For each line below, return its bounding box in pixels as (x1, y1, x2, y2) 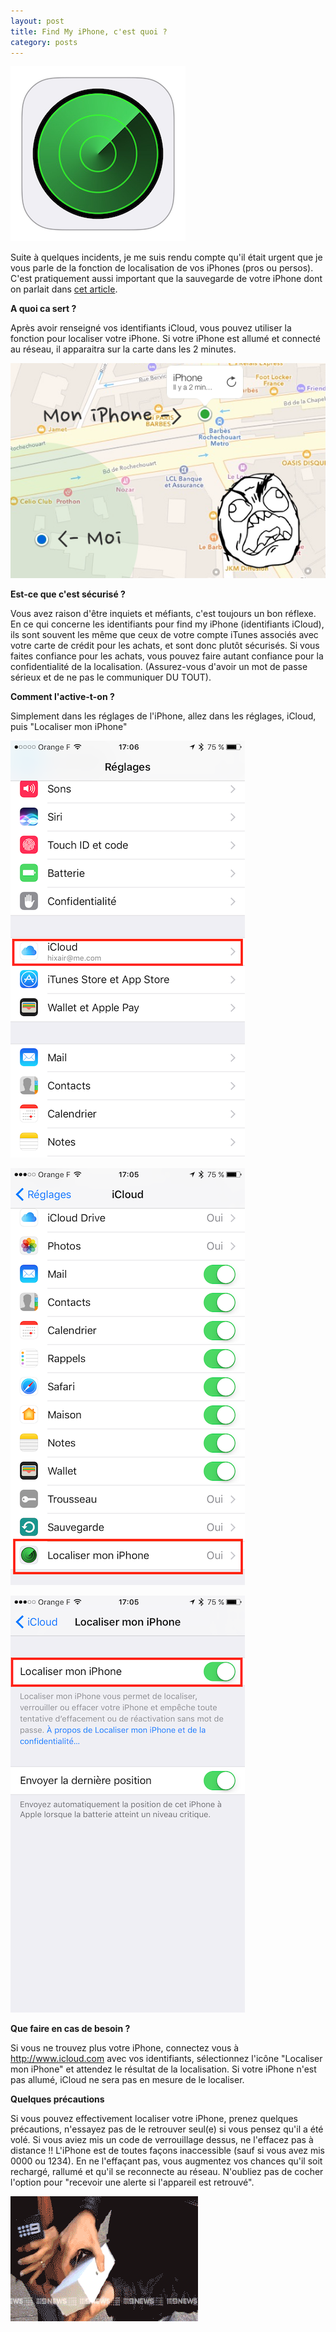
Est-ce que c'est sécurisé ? (10, 588, 126, 600)
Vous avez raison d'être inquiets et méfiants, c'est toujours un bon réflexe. (10, 607, 317, 619)
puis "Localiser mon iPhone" (10, 720, 128, 732)
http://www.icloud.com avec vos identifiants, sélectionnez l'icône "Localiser (10, 2052, 323, 2064)
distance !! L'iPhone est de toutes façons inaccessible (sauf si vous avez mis (10, 2144, 325, 2156)
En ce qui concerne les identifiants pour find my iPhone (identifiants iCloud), (10, 618, 325, 630)
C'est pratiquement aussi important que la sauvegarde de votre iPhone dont (10, 273, 323, 285)
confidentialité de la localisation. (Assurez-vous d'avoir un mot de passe (10, 660, 308, 672)
